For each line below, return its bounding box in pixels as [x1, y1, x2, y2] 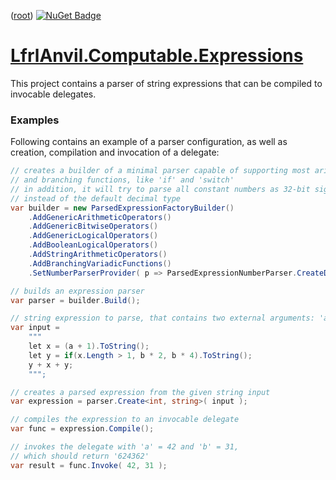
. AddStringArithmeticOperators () [28, 250, 168, 260]
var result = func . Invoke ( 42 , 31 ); [10, 460, 168, 470]
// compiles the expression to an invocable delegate [10, 415, 240, 425]
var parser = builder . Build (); [10, 295, 141, 305]
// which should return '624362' [10, 451, 150, 461]
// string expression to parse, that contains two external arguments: [10, 313, 315, 324]
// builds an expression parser [10, 286, 145, 296]
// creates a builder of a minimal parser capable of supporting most [10, 166, 311, 176]
